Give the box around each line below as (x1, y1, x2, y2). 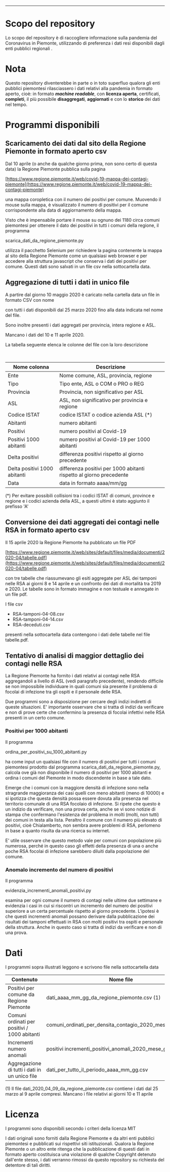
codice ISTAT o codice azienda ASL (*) (59, 411, 152, 418)
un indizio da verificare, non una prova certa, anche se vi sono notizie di (5, 806, 156, 812)
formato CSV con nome (5, 297, 55, 303)
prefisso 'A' (5, 503, 29, 509)
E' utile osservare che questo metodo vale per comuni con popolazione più (5, 837, 162, 843)
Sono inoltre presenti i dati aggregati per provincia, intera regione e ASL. (5, 322, 156, 328)
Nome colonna (13, 363, 49, 370)
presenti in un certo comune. (5, 715, 66, 721)
